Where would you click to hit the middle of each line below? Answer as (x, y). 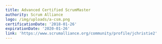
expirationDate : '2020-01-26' (38, 29)
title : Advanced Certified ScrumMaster (48, 10)
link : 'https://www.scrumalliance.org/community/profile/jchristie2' (82, 33)
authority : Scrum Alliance (34, 15)
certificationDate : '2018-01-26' (41, 24)
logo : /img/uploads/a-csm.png (38, 19)
